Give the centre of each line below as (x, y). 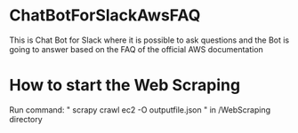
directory (26, 119)
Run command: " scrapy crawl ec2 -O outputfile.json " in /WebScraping (140, 110)
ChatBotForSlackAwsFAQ (105, 16)
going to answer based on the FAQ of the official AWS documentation (137, 49)
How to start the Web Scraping (125, 86)
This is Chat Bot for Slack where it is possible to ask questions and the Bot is (149, 40)
